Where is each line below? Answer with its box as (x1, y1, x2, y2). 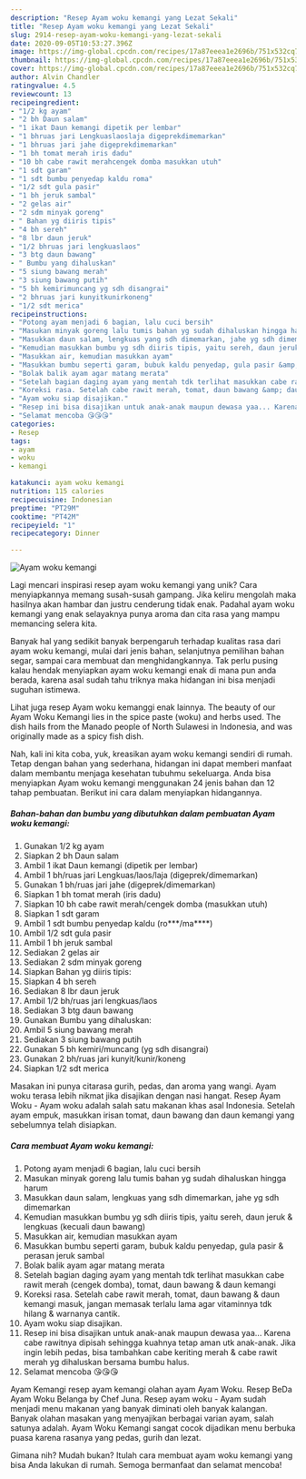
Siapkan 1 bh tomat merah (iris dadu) (23, 889, 162, 900)
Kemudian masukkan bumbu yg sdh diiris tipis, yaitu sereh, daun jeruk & (23, 1211, 293, 1222)
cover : (10, 65, 35, 74)
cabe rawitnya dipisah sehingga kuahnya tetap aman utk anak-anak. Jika (23, 1337, 296, 1348)
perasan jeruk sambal (23, 1251, 105, 1261)
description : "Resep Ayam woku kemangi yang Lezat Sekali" (10, 13, 239, 23)
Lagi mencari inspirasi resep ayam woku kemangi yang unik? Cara (10, 580, 258, 591)
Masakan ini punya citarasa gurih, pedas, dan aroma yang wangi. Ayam (10, 1080, 277, 1092)
